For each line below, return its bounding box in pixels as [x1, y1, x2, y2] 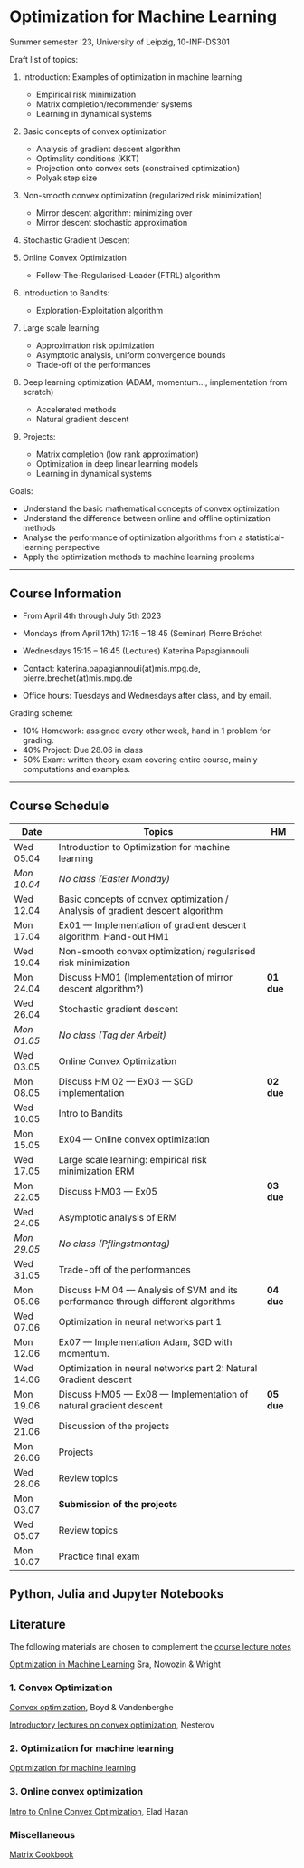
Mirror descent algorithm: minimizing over [35, 207, 193, 218]
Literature [9, 1617, 66, 1632]
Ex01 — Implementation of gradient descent [58, 918, 247, 931]
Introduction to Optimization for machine [58, 840, 231, 853]
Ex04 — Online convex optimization [58, 1133, 211, 1146]
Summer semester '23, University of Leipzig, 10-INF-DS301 [9, 36, 231, 47]
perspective [55, 541, 100, 552]
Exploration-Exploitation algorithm [35, 305, 164, 315]
